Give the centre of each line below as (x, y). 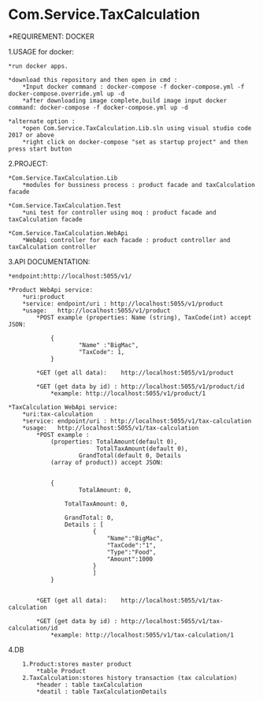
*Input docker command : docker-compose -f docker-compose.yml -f (133, 87)
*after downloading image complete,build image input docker (124, 100)
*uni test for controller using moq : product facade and (119, 212)
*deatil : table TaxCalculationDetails (102, 692)
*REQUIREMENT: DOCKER (51, 36)
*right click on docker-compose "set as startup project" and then (135, 142)
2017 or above (31, 135)
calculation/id (33, 628)
